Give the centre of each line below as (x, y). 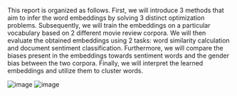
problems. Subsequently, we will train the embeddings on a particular (109, 25)
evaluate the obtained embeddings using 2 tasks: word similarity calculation (118, 41)
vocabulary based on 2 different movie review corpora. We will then (107, 33)
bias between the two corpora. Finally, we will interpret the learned (105, 63)
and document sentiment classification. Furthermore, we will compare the (115, 48)
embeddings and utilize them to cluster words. (75, 71)
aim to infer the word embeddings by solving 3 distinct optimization (106, 18)
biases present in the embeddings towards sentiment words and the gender (118, 55)
